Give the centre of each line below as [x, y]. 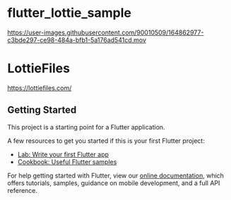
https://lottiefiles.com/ [40, 88]
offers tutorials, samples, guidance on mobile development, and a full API [114, 183]
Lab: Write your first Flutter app [63, 154]
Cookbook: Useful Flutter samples [67, 162]
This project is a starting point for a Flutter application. [86, 127]
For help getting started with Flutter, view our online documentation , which [116, 175]
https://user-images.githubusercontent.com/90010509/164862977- [106, 32]
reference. [22, 190]
